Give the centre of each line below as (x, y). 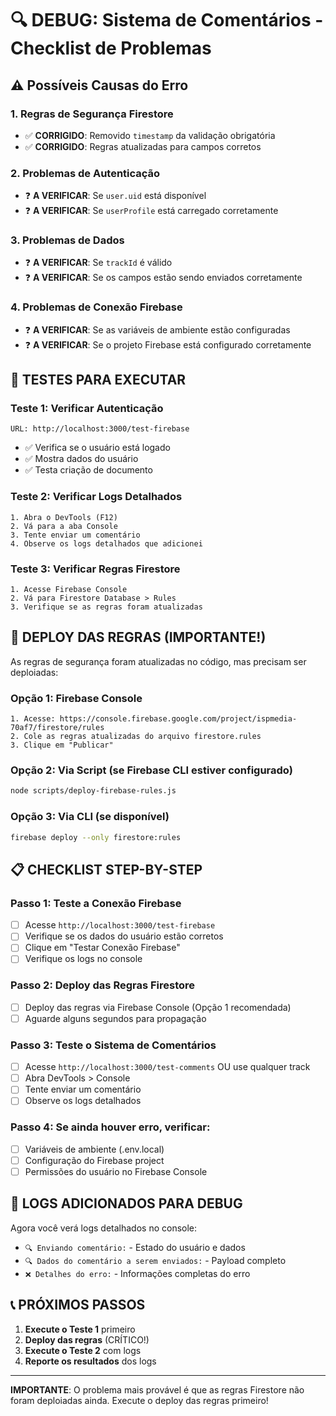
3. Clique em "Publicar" (62, 745)
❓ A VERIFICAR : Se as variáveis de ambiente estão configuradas (157, 329)
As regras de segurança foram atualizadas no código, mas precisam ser (158, 661)
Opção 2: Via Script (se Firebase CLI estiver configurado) (151, 770)
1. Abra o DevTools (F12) (64, 517)
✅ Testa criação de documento (88, 470)
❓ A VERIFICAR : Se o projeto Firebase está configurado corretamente (168, 344)
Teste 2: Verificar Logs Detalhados (96, 497)
